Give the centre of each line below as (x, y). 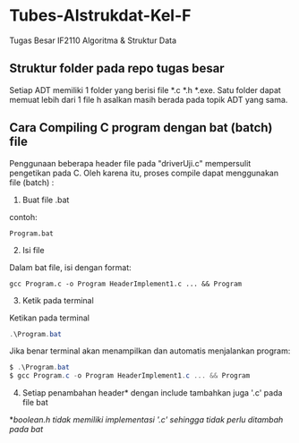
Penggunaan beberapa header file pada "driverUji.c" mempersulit (130, 163)
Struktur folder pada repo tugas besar (117, 68)
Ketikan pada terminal (49, 318)
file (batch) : (32, 182)
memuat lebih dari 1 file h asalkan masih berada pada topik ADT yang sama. (149, 99)
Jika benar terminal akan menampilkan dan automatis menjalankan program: (150, 351)
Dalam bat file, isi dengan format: (70, 267)
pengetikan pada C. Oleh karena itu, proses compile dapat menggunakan (144, 173)
